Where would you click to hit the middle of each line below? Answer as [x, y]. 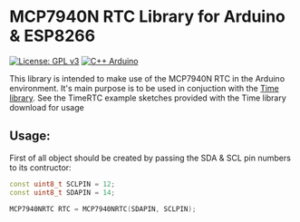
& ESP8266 [53, 36]
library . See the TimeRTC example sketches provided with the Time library [148, 98]
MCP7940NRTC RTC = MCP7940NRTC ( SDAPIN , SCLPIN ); [103, 209]
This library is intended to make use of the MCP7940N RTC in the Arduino [147, 78]
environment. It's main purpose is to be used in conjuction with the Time [144, 88]
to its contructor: [40, 167]
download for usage [47, 107]
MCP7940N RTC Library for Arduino [147, 17]
